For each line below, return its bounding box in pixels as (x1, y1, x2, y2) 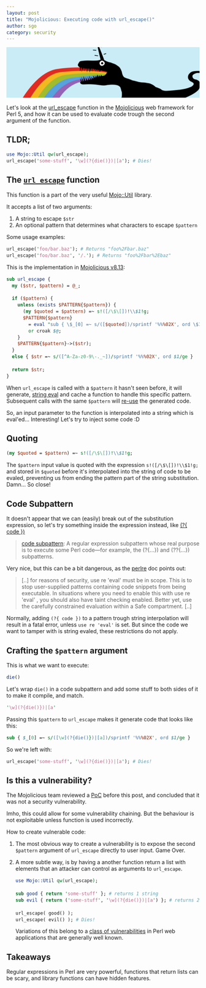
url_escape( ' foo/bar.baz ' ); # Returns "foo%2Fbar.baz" (6, 246, 150, 252)
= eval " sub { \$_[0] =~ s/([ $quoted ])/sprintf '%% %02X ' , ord (28, 321, 191, 327)
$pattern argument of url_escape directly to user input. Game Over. (15, 846, 186, 854)
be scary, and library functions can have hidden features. (6, 975, 151, 982)
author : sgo (6, 23, 37, 29)
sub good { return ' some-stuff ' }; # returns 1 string (15, 891, 159, 897)
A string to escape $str (15, 215, 75, 222)
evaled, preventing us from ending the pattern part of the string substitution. (6, 474, 199, 482)
